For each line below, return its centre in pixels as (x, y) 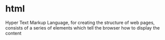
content (14, 33)
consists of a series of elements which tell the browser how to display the (82, 27)
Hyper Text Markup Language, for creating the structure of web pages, (80, 22)
